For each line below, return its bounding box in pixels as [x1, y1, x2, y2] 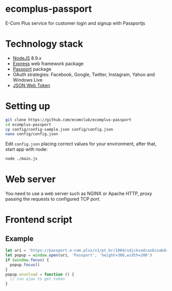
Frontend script [5, 214, 73, 226]
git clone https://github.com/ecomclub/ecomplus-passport [5, 117, 132, 122]
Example [5, 234, 34, 243]
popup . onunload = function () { [5, 271, 74, 277]
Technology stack [5, 38, 83, 50]
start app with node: [5, 146, 48, 152]
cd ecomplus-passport [5, 122, 52, 127]
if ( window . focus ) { [5, 257, 50, 262]
